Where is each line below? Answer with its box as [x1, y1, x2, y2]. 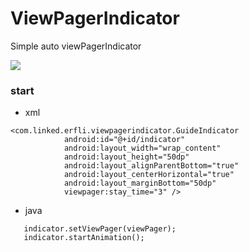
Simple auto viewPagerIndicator [10, 40, 142, 52]
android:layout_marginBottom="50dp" [63, 178, 217, 189]
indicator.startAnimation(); [23, 233, 145, 243]
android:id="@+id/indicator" [63, 135, 186, 145]
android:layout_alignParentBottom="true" [63, 161, 240, 171]
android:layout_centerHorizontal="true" [63, 170, 235, 180]
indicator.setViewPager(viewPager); [23, 224, 177, 234]
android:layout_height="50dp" [63, 152, 190, 162]
